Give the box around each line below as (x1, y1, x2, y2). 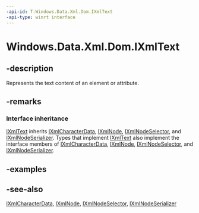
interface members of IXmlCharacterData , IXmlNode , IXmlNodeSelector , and (6, 140, 194, 148)
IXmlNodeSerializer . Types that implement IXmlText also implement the (6, 134, 179, 142)
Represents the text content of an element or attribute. (6, 79, 140, 86)
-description (6, 64, 53, 74)
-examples (6, 164, 47, 174)
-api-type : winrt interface (6, 14, 76, 20)
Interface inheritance (6, 114, 69, 123)
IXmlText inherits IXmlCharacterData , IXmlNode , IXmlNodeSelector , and (6, 128, 181, 135)
